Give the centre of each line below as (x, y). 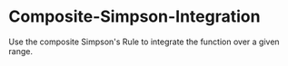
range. (21, 51)
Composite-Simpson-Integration (134, 17)
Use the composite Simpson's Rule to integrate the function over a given (144, 42)
